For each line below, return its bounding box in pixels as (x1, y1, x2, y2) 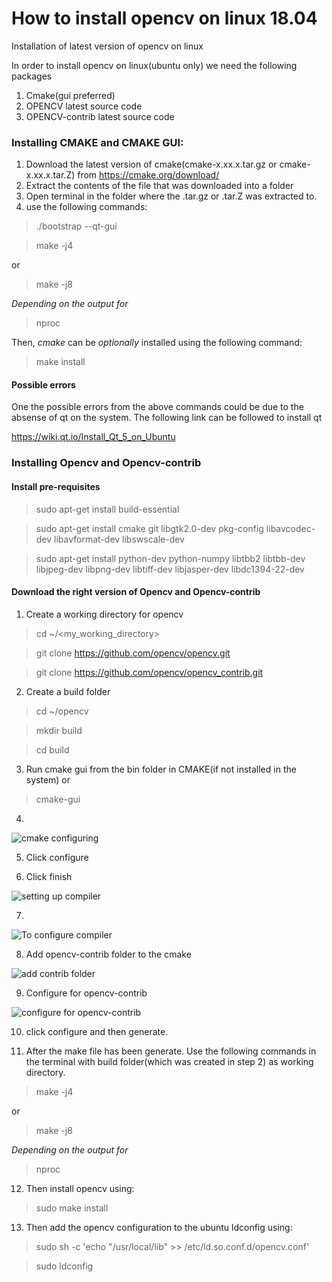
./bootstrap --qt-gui (35, 220, 118, 232)
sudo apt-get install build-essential (35, 503, 180, 515)
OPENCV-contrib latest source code (25, 110, 175, 122)
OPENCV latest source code (25, 100, 143, 112)
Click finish (25, 870, 73, 882)
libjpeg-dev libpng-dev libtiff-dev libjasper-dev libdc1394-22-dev (35, 563, 305, 575)
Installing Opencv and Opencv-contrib (11, 456, 202, 470)
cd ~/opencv (35, 705, 89, 717)
